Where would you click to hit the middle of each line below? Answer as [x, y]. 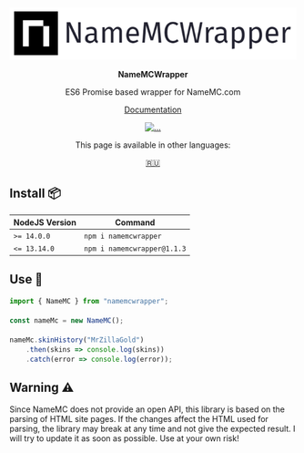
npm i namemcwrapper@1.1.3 [135, 249]
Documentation [153, 110]
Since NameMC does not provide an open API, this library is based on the [147, 409]
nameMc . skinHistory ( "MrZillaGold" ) [77, 340]
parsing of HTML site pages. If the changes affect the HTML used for [139, 419]
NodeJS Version [45, 222]
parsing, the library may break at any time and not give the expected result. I [152, 429]
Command [135, 222]
